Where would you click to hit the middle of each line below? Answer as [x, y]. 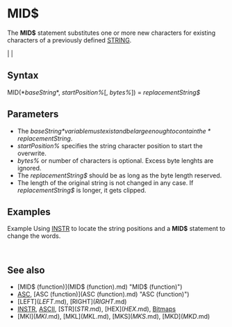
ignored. [29, 168]
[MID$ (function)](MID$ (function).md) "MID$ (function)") [100, 287]
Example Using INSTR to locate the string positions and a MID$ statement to [116, 229]
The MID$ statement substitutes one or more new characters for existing [111, 33]
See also [26, 270]
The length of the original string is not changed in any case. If [105, 182]
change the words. [34, 236]
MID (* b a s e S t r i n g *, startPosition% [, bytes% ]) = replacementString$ [104, 92]
